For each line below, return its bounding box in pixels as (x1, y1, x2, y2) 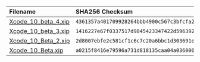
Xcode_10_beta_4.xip (9, 18, 70, 25)
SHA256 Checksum (75, 8, 133, 15)
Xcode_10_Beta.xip (9, 47, 64, 54)
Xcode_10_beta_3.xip (9, 27, 70, 35)
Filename (9, 8, 36, 15)
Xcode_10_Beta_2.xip (9, 37, 70, 45)
